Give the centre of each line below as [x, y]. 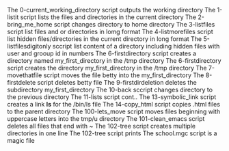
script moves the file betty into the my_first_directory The [124, 75]
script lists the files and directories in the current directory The [108, 17]
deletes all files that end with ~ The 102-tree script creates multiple [102, 126]
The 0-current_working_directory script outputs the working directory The [111, 10]
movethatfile [25, 75]
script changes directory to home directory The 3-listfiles [134, 24]
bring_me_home [30, 24]
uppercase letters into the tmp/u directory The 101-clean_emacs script [106, 119]
